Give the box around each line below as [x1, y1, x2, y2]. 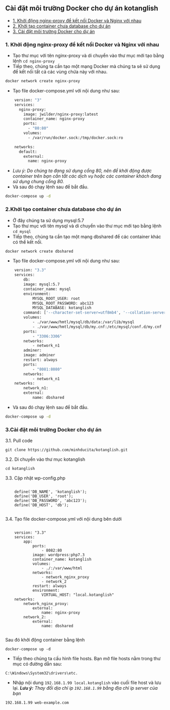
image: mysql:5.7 [23, 282, 60, 287]
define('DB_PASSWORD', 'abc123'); [14, 498, 87, 503]
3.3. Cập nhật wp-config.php [5, 475, 66, 481]
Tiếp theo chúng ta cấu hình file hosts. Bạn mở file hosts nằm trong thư [12, 656, 161, 662]
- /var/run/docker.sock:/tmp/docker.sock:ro [27, 135, 123, 140]
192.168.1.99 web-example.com [5, 700, 69, 705]
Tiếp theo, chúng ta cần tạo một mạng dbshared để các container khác [12, 233, 161, 240]
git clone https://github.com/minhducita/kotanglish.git [5, 448, 128, 453]
